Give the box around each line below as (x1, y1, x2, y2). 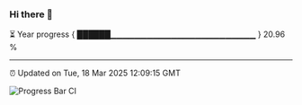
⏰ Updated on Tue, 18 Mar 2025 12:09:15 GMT (9, 67, 182, 79)
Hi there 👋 (9, 8, 54, 21)
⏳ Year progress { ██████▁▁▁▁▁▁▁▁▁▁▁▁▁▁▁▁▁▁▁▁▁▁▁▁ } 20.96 (9, 29, 286, 39)
